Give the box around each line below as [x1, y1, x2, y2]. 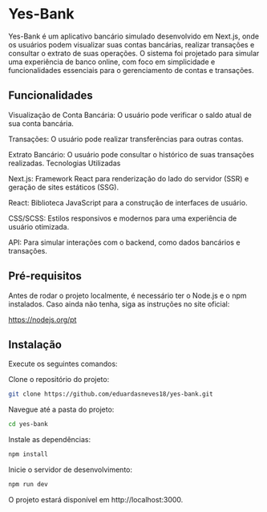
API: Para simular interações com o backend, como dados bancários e [8, 238, 241, 247]
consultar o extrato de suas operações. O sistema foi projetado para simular [8, 48, 260, 58]
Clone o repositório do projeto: [8, 375, 110, 384]
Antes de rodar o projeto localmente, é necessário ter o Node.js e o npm [8, 291, 247, 300]
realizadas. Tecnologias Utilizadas [8, 158, 121, 168]
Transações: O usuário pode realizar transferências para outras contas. [8, 134, 245, 144]
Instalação [8, 338, 63, 351]
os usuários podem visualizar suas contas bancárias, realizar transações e [8, 39, 255, 49]
